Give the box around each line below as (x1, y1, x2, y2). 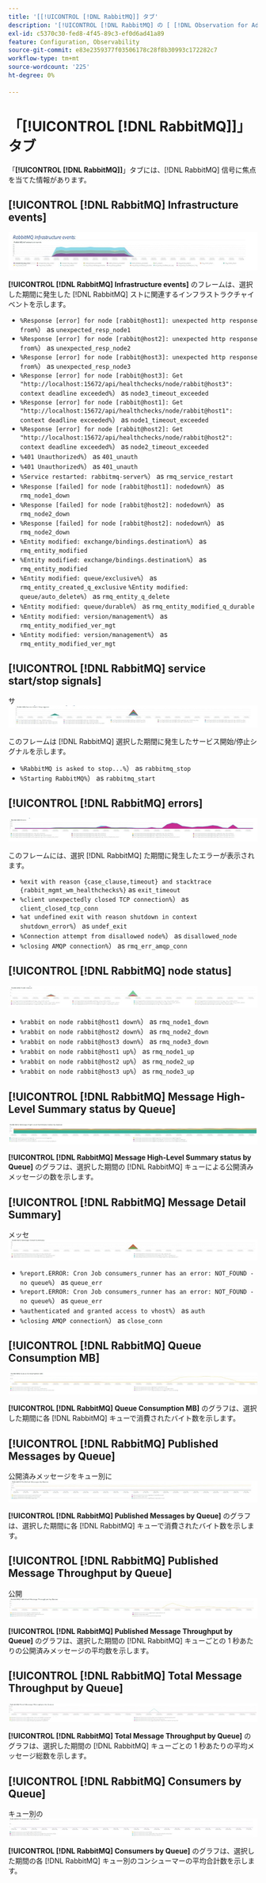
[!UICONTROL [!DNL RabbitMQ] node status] (8, 965, 232, 978)
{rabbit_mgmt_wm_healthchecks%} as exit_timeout (19, 884, 180, 894)
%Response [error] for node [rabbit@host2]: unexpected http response (19, 336, 258, 343)
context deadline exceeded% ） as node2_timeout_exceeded (19, 442, 209, 451)
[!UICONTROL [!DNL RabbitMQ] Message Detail (8, 1195, 247, 1209)
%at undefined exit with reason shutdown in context (19, 913, 198, 921)
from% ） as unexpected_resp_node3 (19, 362, 131, 371)
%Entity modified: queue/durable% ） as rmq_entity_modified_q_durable (19, 601, 255, 611)
